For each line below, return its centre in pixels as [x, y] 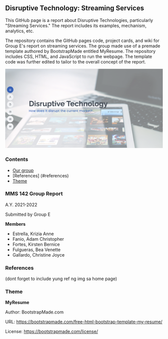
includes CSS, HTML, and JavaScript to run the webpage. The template [79, 56]
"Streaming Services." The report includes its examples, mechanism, [76, 25]
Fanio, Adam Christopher [38, 239]
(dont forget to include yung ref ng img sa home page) [61, 279]
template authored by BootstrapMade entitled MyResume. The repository [80, 51]
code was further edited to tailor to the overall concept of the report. [75, 61]
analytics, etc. [19, 31]
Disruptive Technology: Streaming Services [74, 8]
